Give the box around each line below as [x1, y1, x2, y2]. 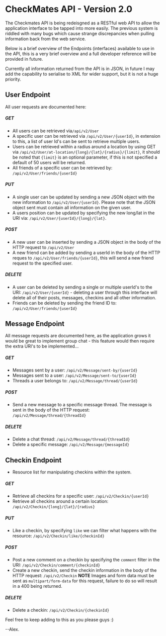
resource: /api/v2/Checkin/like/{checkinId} [12, 533, 105, 539]
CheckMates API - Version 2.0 [5, 3, 133, 15]
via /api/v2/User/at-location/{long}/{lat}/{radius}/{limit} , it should [12, 149, 160, 155]
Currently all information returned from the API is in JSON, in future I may [5, 66, 155, 72]
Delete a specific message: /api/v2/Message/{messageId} [12, 442, 130, 448]
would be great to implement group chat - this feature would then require [5, 338, 155, 344]
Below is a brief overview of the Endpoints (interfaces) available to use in [5, 45, 155, 51]
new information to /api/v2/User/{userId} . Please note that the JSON [12, 199, 156, 205]
